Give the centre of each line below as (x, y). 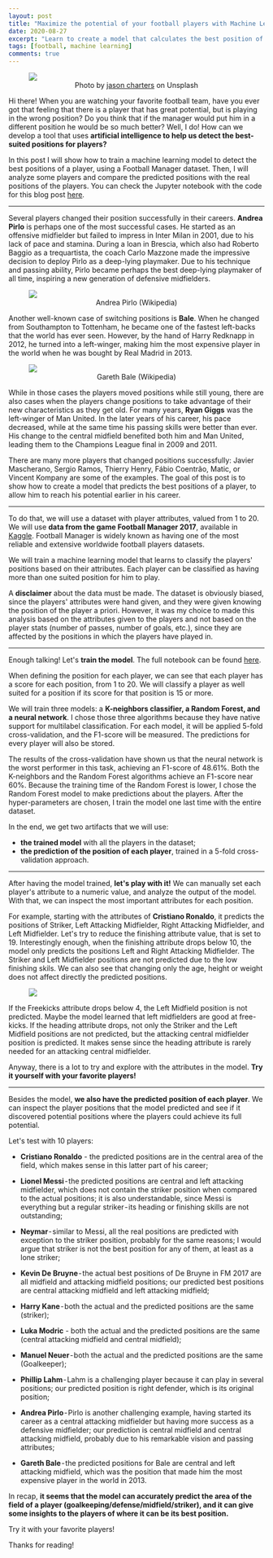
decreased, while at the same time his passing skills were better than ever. (133, 427)
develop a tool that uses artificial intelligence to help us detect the (121, 136)
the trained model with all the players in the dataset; (108, 843)
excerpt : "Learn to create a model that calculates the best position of (136, 39)
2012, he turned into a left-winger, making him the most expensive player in (134, 344)
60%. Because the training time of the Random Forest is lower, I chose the (132, 785)
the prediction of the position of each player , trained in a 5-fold (128, 851)
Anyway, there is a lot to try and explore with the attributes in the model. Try (136, 1067)
